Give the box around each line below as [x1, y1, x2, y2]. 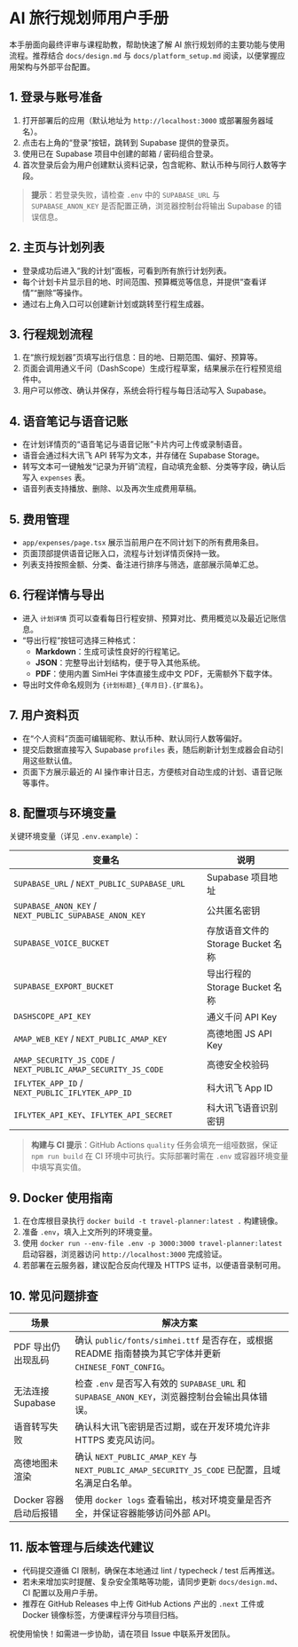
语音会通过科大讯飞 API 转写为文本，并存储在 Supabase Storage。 [21, 450, 264, 461]
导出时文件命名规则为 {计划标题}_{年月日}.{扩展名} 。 [21, 679, 208, 690]
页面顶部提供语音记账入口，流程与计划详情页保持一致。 [21, 548, 224, 559]
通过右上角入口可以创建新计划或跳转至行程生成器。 [21, 298, 209, 309]
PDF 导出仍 [13, 1341, 60, 1353]
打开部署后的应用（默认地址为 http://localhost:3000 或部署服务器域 [21, 114, 274, 125]
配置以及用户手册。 [32, 1587, 103, 1597]
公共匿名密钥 [207, 905, 261, 917]
